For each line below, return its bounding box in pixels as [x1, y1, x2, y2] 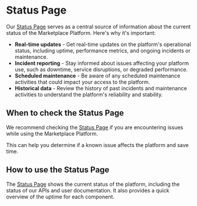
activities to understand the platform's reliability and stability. [14, 91, 163, 98]
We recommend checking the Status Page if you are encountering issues [6, 123, 183, 130]
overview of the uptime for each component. [6, 193, 115, 200]
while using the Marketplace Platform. [6, 130, 98, 137]
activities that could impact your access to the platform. [14, 78, 150, 86]
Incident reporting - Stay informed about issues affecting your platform [14, 60, 189, 67]
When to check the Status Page [6, 108, 124, 118]
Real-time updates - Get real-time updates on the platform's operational [14, 41, 192, 48]
